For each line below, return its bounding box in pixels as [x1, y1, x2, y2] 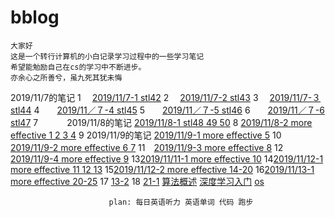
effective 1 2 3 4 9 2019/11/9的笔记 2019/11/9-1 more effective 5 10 [10, 129, 282, 141]
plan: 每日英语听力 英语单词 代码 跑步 [108, 197, 254, 207]
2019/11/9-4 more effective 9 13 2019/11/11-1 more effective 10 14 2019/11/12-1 [10, 152, 324, 165]
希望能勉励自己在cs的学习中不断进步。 [10, 62, 147, 72]
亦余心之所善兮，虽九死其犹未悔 [10, 72, 123, 83]
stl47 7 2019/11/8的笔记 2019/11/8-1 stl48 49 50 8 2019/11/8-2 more [10, 116, 313, 128]
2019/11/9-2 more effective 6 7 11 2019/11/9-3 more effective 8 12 [10, 141, 284, 153]
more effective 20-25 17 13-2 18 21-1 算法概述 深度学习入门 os [10, 175, 265, 187]
